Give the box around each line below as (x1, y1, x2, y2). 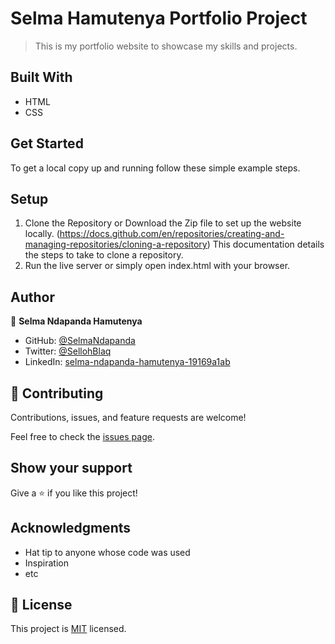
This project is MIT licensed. (10, 623, 127, 635)
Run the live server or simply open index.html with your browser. (24, 260, 291, 272)
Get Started (10, 135, 84, 152)
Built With (10, 69, 73, 86)
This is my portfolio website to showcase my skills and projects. (34, 40, 298, 52)
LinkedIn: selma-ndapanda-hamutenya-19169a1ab (24, 356, 231, 368)
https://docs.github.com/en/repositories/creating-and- (59, 228, 285, 240)
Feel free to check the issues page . (10, 431, 155, 442)
